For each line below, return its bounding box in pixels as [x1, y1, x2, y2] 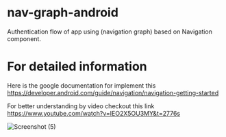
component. [7, 34, 41, 42]
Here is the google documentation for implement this [7, 81, 156, 90]
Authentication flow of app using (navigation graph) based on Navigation [7, 27, 212, 36]
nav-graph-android [7, 5, 118, 21]
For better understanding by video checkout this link [7, 101, 155, 110]
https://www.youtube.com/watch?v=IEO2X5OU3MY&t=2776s [7, 109, 180, 117]
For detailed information [7, 59, 147, 75]
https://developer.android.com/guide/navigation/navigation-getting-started [7, 88, 219, 97]
